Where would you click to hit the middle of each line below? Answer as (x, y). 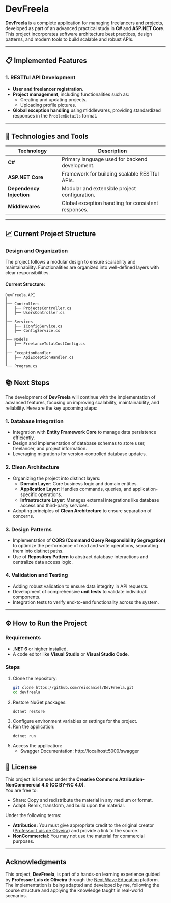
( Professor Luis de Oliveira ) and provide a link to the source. (76, 830)
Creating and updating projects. (53, 99)
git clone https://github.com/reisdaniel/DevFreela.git (73, 688)
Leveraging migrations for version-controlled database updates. (80, 454)
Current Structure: (25, 284)
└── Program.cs (21, 366)
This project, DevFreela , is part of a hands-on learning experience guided (83, 874)
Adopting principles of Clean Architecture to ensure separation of (82, 511)
